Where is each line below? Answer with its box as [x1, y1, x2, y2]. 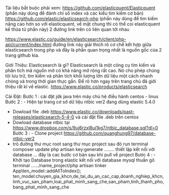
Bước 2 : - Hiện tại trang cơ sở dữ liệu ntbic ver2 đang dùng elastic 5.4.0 [5, 99, 156, 105]
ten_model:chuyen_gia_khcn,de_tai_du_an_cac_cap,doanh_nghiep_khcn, [12, 173, 164, 179]
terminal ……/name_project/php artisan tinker [12, 163, 107, 168]
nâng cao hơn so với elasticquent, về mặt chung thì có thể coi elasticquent [5, 21, 160, 27]
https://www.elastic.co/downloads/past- [50, 109, 135, 114]
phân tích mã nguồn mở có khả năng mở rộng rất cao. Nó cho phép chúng [5, 67, 160, 73]
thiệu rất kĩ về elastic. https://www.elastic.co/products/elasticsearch [5, 84, 148, 90]
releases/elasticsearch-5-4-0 [12, 114, 74, 120]
